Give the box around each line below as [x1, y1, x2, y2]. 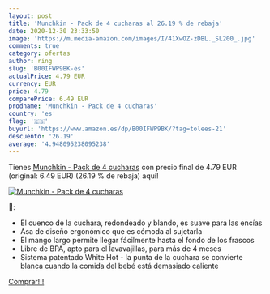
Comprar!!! [8, 276, 45, 286]
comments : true [8, 42, 60, 50]
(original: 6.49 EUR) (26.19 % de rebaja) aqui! [8, 171, 159, 181]
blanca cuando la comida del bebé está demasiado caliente [19, 261, 219, 271]
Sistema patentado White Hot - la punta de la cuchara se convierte [19, 252, 243, 262]
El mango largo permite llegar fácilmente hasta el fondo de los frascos [19, 235, 255, 245]
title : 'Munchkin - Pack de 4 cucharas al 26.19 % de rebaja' [8, 19, 223, 28]
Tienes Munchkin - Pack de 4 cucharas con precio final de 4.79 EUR [8, 162, 237, 172]
